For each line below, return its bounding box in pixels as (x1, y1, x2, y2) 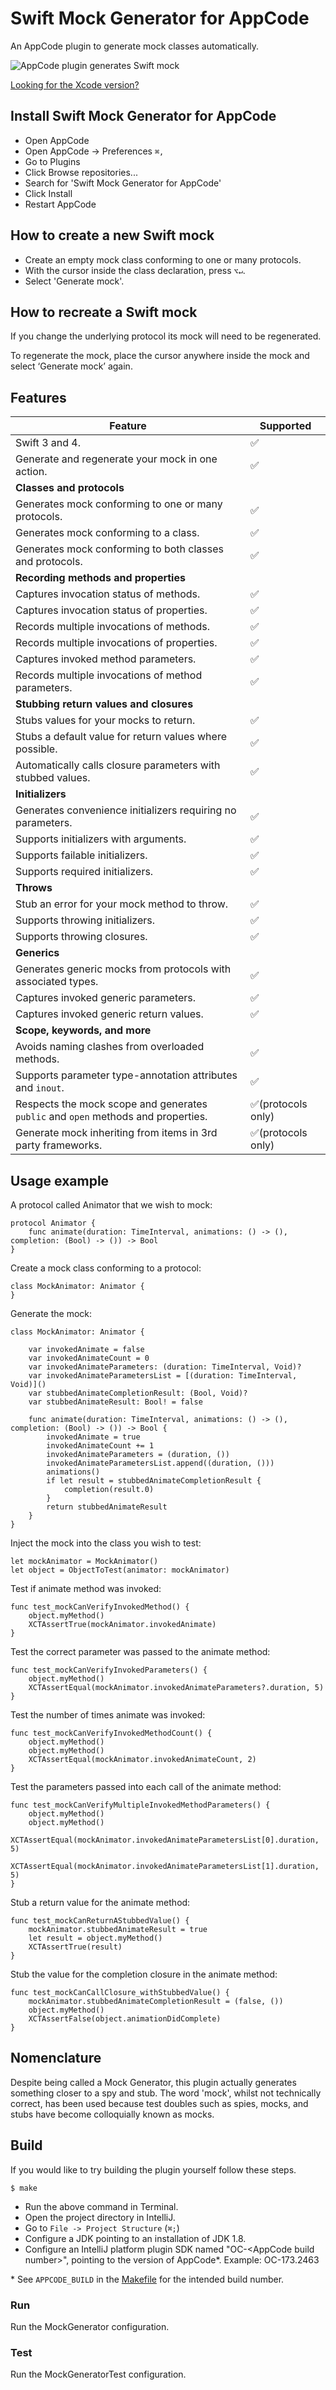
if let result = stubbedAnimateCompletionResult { (46, 1476, 262, 1486)
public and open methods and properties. (15, 1110, 208, 1124)
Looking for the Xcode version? (10, 78, 140, 91)
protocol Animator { (10, 1218, 97, 1228)
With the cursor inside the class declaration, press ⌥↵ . (24, 264, 246, 276)
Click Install (24, 187, 73, 199)
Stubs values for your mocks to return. (15, 713, 196, 727)
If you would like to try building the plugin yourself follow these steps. (10, 2163, 297, 2176)
